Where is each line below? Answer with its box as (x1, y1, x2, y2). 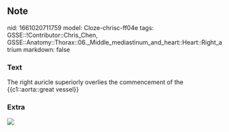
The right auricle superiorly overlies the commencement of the (7, 78, 184, 86)
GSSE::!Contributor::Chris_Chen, (7, 31, 98, 39)
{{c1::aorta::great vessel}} (7, 85, 79, 94)
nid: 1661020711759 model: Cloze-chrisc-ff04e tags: (7, 23, 154, 31)
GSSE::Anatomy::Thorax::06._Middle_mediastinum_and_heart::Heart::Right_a (7, 38, 222, 47)
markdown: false (23, 45, 70, 53)
